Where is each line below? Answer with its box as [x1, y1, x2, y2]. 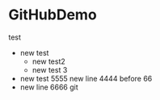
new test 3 [32, 65, 68, 74]
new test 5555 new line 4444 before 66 [19, 73, 153, 83]
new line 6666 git [19, 82, 78, 92]
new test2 [32, 56, 66, 66]
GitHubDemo [8, 6, 97, 24]
